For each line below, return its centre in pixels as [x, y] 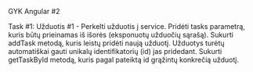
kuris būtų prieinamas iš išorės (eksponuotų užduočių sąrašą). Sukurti [121, 35]
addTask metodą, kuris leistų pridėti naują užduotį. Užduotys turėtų [116, 43]
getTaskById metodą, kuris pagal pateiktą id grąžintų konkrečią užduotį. [123, 59]
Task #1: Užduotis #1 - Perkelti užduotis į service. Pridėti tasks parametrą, [127, 26]
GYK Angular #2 [34, 11]
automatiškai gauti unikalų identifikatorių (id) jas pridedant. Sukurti [115, 51]
